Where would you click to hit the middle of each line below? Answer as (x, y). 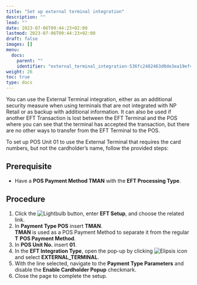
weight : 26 (19, 72)
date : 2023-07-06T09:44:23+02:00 (47, 28)
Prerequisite (29, 167)
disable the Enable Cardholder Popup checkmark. (75, 269)
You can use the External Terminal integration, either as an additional (89, 99)
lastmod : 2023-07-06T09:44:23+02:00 (51, 33)
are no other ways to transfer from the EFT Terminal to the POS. (83, 130)
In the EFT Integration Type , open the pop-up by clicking (84, 251)
